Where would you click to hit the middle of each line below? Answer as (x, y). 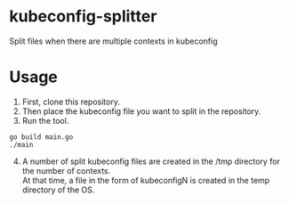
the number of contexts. (66, 170)
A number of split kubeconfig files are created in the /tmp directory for (151, 161)
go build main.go (41, 137)
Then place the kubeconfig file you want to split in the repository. (141, 111)
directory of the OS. (58, 190)
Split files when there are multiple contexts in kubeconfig (113, 41)
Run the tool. (45, 120)
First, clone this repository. (71, 102)
